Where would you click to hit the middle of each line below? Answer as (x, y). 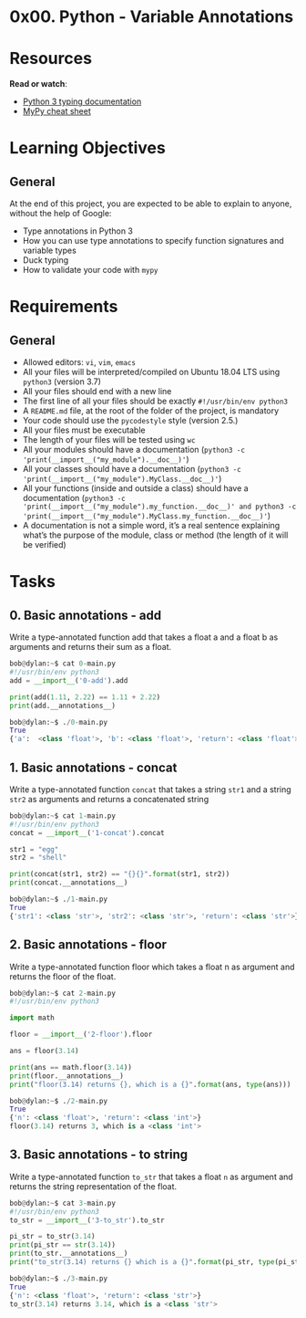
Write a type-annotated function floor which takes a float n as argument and (152, 967)
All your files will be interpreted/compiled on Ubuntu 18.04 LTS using (151, 372)
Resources (51, 59)
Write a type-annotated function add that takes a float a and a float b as (144, 637)
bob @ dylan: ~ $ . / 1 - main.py (58, 900)
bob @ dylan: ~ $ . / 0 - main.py (58, 722)
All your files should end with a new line (97, 392)
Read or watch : (39, 84)
